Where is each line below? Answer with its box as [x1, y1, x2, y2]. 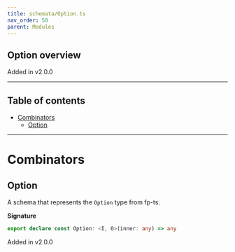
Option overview [7, 49, 82, 61]
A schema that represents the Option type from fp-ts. [7, 198, 161, 206]
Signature [7, 211, 37, 220]
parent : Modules [7, 23, 55, 30]
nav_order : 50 [7, 17, 49, 24]
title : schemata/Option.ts [7, 10, 86, 17]
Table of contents [7, 94, 85, 106]
